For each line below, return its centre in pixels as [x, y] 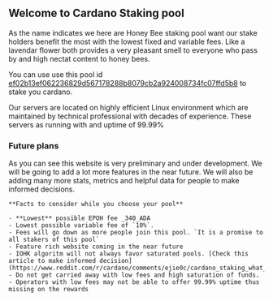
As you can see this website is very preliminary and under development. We [135, 163]
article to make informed [52, 261]
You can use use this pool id [56, 74]
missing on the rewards [49, 290]
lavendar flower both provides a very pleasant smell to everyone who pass [133, 50]
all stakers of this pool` [54, 240]
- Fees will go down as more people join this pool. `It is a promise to [136, 233]
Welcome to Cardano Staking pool [96, 13]
